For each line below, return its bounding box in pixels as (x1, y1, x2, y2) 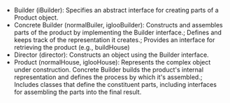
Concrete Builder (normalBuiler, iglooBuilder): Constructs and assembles (13, 21, 223, 29)
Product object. (13, 13, 59, 22)
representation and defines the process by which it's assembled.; (13, 73, 203, 81)
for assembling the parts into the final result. (13, 88, 142, 96)
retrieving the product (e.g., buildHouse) (13, 43, 131, 51)
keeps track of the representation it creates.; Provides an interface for (13, 36, 215, 44)
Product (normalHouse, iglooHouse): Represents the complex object (13, 58, 211, 66)
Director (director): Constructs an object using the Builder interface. (13, 50, 209, 59)
